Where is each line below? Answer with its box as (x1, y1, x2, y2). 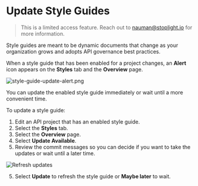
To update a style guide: (6, 106, 65, 114)
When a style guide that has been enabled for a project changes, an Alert (6, 59, 187, 67)
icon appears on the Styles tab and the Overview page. (6, 65, 143, 72)
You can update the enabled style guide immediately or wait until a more (6, 89, 183, 96)
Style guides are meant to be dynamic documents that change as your (6, 42, 178, 49)
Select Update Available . (14, 137, 77, 144)
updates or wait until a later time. (14, 150, 95, 157)
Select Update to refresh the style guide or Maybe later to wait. (14, 172, 171, 179)
